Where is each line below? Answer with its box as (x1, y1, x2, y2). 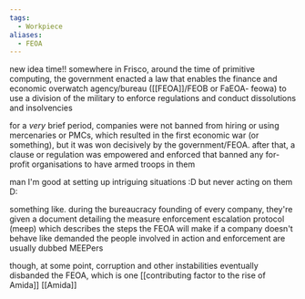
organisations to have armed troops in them (31, 159, 196, 170)
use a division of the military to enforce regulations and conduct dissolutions (9, 93, 297, 104)
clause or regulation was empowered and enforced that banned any (9, 149, 264, 160)
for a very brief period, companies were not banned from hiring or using (9, 120, 280, 131)
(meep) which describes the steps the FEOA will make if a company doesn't (9, 223, 293, 234)
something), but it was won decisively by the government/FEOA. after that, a (9, 139, 296, 150)
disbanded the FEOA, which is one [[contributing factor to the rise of (9, 270, 266, 281)
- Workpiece (17, 22, 64, 31)
